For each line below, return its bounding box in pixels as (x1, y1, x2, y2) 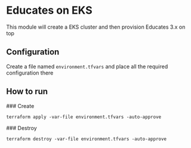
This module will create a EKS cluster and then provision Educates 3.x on (6, 23, 186, 30)
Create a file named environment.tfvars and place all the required (6, 63, 168, 70)
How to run (6, 87, 48, 97)
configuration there (6, 69, 54, 76)
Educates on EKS (6, 4, 93, 17)
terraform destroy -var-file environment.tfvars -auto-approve (6, 135, 167, 142)
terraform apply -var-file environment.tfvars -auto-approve (6, 114, 162, 120)
